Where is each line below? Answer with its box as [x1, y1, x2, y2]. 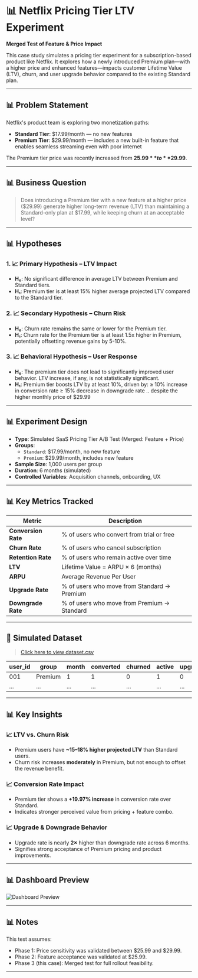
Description [108, 517, 143, 525]
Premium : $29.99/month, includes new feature [23, 454, 134, 461]
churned [126, 662, 151, 671]
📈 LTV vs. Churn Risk [6, 730, 70, 739]
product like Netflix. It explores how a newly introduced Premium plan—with [6, 58, 190, 65]
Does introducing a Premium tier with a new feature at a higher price [20, 196, 187, 203]
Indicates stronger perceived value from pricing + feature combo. [14, 808, 174, 815]
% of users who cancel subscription [61, 544, 161, 552]
